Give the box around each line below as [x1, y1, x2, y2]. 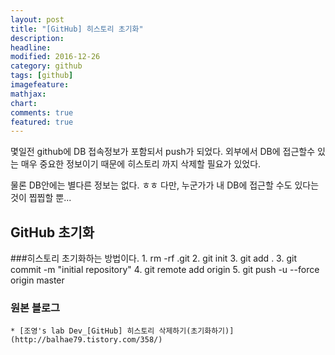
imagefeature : [10, 80, 70, 90]
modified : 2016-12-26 [10, 52, 101, 62]
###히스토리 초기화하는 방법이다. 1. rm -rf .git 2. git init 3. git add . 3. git [10, 252, 297, 265]
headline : [10, 42, 52, 53]
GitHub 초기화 [10, 224, 95, 241]
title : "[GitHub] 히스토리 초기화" [10, 24, 144, 34]
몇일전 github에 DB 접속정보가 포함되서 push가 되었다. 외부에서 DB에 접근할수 [10, 146, 316, 158]
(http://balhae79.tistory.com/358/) [10, 335, 163, 345]
